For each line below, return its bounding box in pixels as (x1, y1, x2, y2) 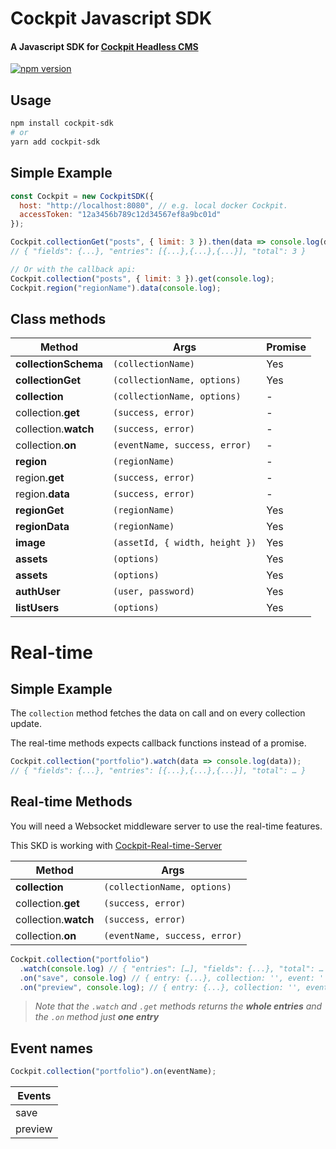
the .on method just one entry (34, 1011, 160, 1023)
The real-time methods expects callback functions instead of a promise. (10, 737, 307, 749)
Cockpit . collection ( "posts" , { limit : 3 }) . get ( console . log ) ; (10, 273, 275, 284)
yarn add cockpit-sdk (10, 137, 101, 147)
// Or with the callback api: (10, 264, 137, 274)
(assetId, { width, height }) (113, 537, 257, 549)
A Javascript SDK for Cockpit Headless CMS (10, 40, 199, 52)
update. (10, 718, 42, 730)
